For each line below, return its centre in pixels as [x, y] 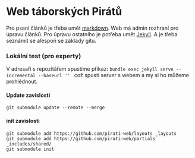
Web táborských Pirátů [64, 12]
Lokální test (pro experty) [44, 56]
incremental [21, 76]
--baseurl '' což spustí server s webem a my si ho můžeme [113, 75]
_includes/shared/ [29, 144]
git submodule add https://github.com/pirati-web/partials [81, 138]
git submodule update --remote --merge [56, 108]
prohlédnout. [22, 81]
